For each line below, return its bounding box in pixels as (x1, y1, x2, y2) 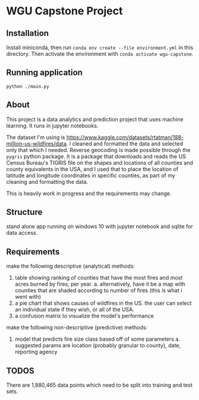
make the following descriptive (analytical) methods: (6, 262, 136, 270)
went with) (14, 293, 41, 301)
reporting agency (14, 349, 58, 356)
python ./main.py (6, 83, 50, 89)
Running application (6, 68, 83, 78)
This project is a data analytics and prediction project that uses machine (6, 116, 183, 123)
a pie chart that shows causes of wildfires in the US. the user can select (14, 299, 192, 307)
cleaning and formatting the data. (6, 178, 88, 185)
